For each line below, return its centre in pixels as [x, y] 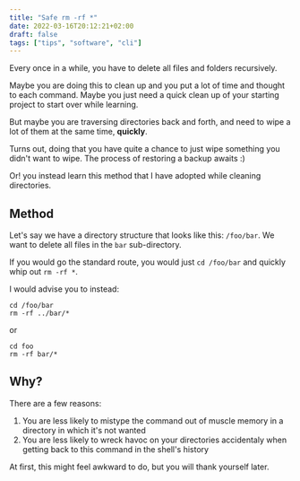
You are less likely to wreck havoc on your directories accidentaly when [154, 440]
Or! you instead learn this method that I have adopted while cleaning [135, 176]
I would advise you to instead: [64, 289]
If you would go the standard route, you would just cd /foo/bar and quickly [148, 262]
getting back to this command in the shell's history [115, 449]
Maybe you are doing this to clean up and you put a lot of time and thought [147, 85]
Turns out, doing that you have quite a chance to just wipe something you [145, 149]
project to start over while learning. [74, 105]
